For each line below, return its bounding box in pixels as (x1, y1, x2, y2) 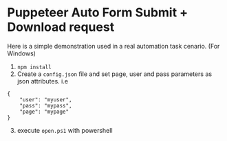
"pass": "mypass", (19, 102, 72, 109)
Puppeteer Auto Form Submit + (7, 5, 188, 21)
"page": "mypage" (19, 108, 69, 115)
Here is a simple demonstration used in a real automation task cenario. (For (7, 42, 220, 50)
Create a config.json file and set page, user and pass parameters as (17, 70, 212, 78)
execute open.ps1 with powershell (17, 126, 113, 134)
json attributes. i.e (17, 77, 69, 85)
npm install (17, 64, 52, 70)
